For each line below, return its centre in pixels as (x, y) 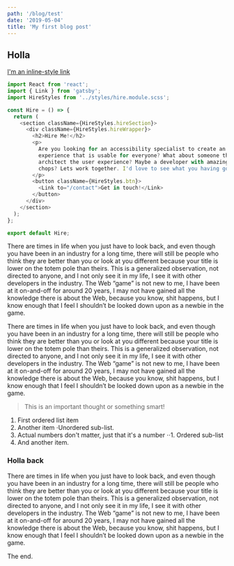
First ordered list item (48, 420)
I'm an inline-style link (39, 72)
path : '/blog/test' (36, 14)
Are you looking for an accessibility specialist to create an (132, 149)
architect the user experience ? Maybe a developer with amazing (133, 162)
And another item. (43, 442)
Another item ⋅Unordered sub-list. (66, 428)
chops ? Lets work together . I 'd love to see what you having (128, 168)
